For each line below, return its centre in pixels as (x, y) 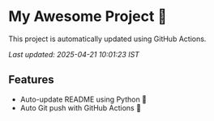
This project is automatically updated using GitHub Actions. (107, 39)
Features (31, 80)
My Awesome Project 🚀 (88, 17)
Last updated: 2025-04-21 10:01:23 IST (74, 54)
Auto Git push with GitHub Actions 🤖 (81, 107)
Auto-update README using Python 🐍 (83, 99)
